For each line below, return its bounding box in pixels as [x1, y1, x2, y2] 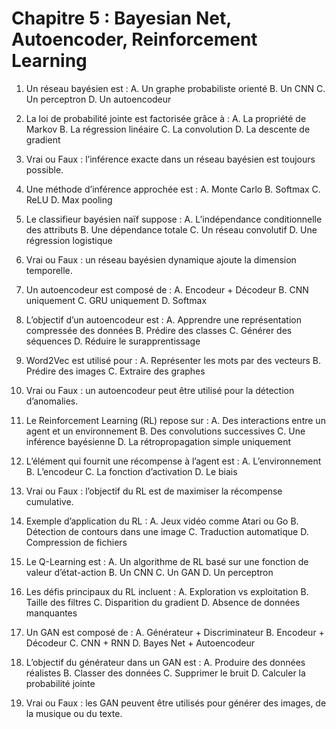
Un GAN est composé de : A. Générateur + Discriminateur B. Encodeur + [25, 626, 325, 638]
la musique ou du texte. [25, 707, 123, 719]
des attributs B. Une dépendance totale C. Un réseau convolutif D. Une [25, 223, 318, 236]
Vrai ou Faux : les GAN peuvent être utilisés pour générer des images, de [25, 697, 327, 709]
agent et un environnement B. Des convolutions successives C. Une [25, 425, 306, 437]
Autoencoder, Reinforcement [11, 28, 258, 51]
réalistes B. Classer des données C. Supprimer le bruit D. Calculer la [25, 667, 306, 679]
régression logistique [25, 234, 113, 246]
